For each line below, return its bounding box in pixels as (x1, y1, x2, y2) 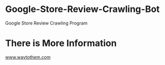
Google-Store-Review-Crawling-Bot (5, 3, 160, 15)
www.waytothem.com (5, 54, 51, 60)
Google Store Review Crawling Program (5, 20, 88, 26)
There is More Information (5, 37, 117, 49)
